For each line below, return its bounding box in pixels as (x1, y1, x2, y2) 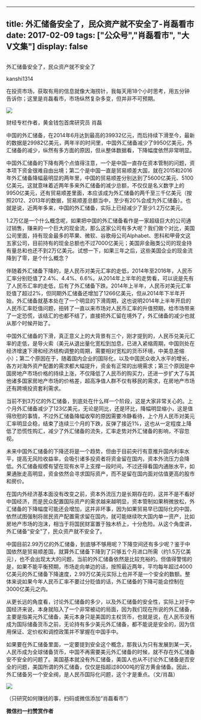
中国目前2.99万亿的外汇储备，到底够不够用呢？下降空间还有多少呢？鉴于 (6, 540, 185, 547)
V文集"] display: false (6, 41, 89, 52)
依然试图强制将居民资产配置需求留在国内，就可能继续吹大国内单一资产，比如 (6, 513, 195, 520)
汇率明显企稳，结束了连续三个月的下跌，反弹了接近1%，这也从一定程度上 (6, 420, 187, 427)
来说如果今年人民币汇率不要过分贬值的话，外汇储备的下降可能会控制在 (11, 577, 184, 585)
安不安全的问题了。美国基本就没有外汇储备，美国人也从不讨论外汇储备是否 (6, 655, 190, 662)
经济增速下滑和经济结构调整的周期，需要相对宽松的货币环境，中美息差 (6, 347, 179, 354)
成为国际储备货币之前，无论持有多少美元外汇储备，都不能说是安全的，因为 (6, 621, 190, 628)
